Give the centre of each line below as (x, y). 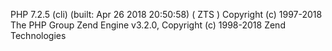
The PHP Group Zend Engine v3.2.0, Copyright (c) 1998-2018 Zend (148, 25)
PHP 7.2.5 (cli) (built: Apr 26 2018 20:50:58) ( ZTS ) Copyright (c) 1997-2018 (166, 14)
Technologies (38, 35)
